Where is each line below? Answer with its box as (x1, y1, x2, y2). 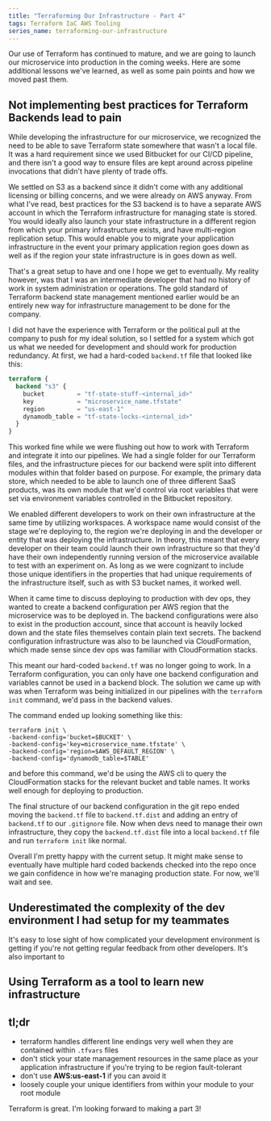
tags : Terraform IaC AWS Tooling (8, 19, 121, 27)
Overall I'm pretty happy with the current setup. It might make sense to (8, 851, 244, 861)
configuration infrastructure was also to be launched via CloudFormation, (8, 636, 252, 646)
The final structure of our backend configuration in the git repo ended (8, 801, 240, 812)
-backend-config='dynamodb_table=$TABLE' (8, 754, 150, 763)
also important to (8, 952, 65, 961)
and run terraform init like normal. (8, 836, 127, 846)
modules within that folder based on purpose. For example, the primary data (8, 468, 262, 477)
